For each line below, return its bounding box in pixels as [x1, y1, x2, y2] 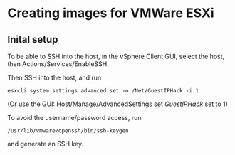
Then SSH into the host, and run [7, 73, 102, 82]
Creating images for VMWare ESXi [7, 5, 215, 21]
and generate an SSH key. [7, 140, 84, 148]
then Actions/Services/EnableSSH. [7, 60, 109, 68]
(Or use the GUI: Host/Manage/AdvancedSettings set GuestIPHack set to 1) [7, 100, 228, 108]
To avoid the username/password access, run [7, 114, 142, 122]
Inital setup [7, 33, 58, 46]
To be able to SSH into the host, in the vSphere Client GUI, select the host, [7, 52, 225, 60]
